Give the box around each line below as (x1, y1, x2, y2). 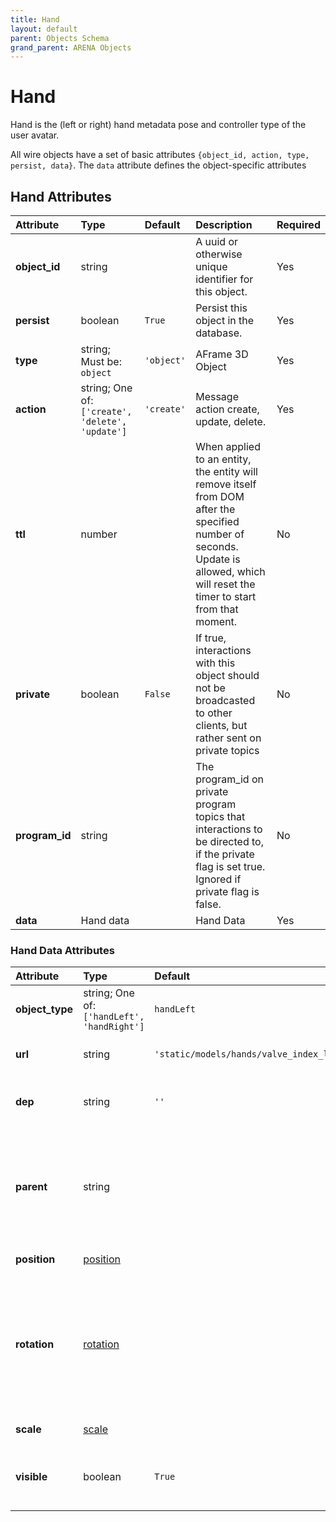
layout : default (10, 24, 78, 34)
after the (195, 502, 236, 516)
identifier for (195, 272, 254, 286)
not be (195, 681, 226, 695)
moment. (195, 615, 238, 628)
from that (195, 602, 239, 616)
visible (15, 1470, 48, 1484)
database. (195, 326, 243, 340)
